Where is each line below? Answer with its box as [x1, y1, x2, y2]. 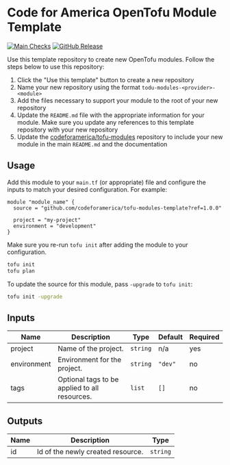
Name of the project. [57, 344, 125, 353]
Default [158, 332, 183, 342]
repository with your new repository [16, 125, 118, 134]
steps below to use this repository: [7, 62, 105, 71]
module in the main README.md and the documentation [16, 140, 168, 148]
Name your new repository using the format [16, 83, 140, 91]
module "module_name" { [7, 199, 75, 205]
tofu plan [7, 267, 36, 275]
